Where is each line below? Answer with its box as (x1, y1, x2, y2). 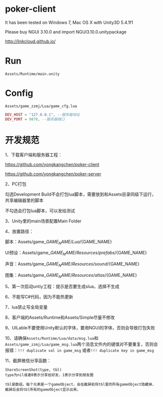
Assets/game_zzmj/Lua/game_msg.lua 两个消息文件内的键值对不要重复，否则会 (5, 341, 158, 347)
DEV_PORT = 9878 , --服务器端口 (5, 117, 65, 122)
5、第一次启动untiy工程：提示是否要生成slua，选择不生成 (5, 283, 120, 289)
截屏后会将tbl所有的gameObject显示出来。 (5, 387, 81, 392)
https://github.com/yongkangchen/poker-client (5, 162, 100, 167)
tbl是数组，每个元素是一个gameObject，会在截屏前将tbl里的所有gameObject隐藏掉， (5, 382, 156, 387)
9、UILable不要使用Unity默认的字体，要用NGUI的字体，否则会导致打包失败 (5, 325, 155, 330)
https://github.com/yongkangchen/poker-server (5, 171, 101, 177)
